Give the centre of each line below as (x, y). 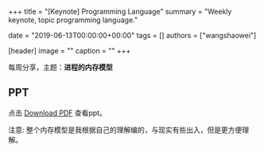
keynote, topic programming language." (73, 20)
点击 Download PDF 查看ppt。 (58, 113)
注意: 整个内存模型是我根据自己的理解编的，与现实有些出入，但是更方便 (125, 130)
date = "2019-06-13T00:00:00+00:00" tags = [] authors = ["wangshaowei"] (132, 35)
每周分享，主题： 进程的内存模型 (60, 67)
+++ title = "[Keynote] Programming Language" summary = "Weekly (120, 12)
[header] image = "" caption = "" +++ (70, 51)
